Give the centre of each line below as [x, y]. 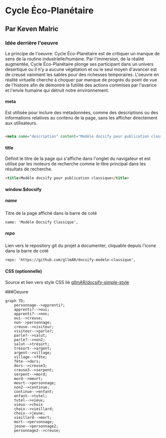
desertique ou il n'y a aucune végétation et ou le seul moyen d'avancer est [81, 69]
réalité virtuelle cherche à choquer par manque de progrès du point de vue [81, 80]
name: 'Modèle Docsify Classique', [42, 222]
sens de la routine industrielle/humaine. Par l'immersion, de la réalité [75, 59]
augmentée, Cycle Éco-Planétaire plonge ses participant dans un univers [80, 64]
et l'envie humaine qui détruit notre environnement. [57, 90]
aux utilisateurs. [21, 123]
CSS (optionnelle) [23, 271]
